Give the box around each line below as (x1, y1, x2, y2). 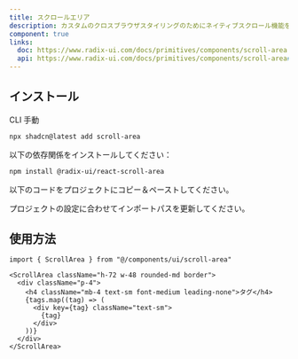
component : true (9, 29, 69, 38)
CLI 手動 (9, 114, 40, 125)
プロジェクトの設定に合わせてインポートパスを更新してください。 (9, 203, 250, 214)
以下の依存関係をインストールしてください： (9, 149, 172, 160)
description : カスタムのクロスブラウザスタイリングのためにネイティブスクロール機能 (9, 21, 286, 30)
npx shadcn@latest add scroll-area (9, 132, 141, 141)
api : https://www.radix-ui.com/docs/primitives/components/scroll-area (17, 54, 288, 63)
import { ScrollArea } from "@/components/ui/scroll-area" (9, 255, 232, 264)
